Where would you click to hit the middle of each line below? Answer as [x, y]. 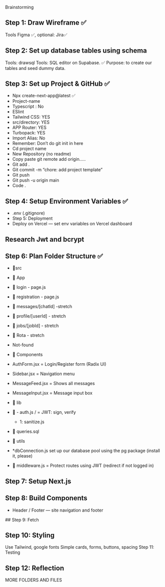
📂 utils [19, 441]
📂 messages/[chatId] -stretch [42, 307]
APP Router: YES [29, 128]
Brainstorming [20, 7]
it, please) [22, 456]
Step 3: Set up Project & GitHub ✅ [58, 84]
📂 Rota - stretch [28, 335]
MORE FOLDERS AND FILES [34, 580]
